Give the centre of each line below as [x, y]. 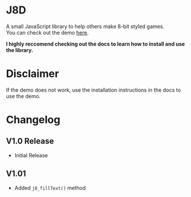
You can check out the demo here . [47, 32]
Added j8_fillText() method [50, 188]
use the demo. [23, 96]
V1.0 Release [30, 141]
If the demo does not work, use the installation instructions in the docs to [93, 90]
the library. [20, 50]
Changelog [33, 120]
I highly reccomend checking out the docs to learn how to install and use [95, 44]
